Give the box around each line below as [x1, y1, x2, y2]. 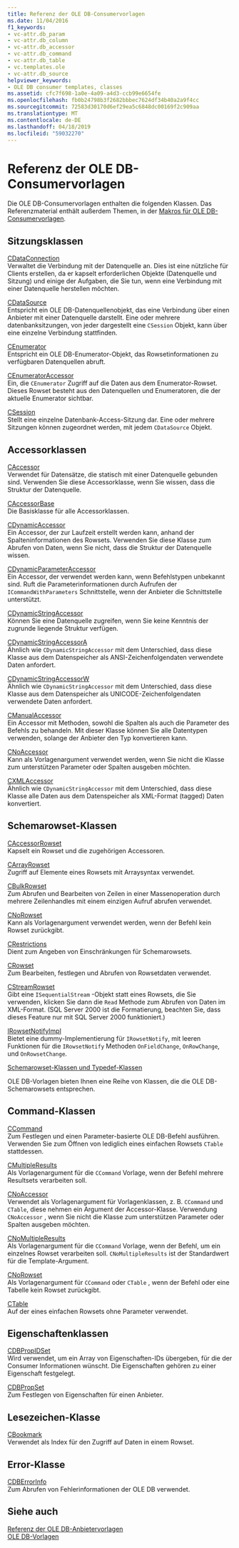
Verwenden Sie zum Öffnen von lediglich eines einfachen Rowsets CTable [7, 1139, 223, 1148]
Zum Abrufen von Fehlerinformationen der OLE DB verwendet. [7, 1485, 190, 1493]
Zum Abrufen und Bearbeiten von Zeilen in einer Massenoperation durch [7, 889, 220, 897]
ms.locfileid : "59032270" [7, 130, 84, 137]
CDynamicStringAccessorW [7, 674, 90, 683]
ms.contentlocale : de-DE [7, 116, 81, 123]
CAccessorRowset [7, 839, 62, 847]
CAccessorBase [7, 499, 55, 507]
